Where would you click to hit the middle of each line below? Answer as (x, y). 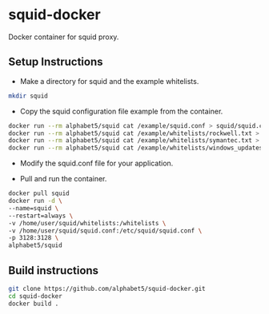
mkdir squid (28, 96)
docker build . (34, 304)
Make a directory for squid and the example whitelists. (109, 81)
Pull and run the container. (63, 179)
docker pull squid (39, 193)
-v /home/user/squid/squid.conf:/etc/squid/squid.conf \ (105, 231)
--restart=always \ (41, 216)
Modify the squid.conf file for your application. (96, 163)
